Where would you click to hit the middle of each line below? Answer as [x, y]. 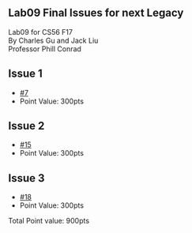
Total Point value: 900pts [49, 221]
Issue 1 [26, 74]
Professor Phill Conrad [45, 49]
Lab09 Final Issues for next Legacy [96, 13]
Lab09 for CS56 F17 [41, 32]
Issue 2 [26, 126]
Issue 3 [26, 178]
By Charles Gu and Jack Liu [53, 40]
